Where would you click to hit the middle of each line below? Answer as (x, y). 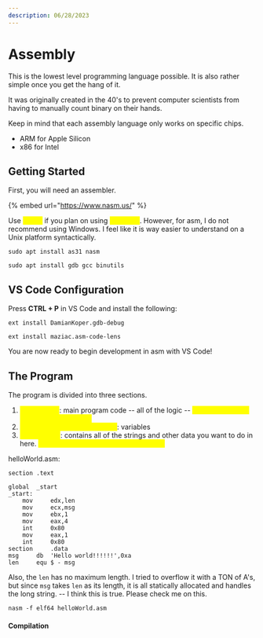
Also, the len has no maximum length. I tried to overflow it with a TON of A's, (132, 577)
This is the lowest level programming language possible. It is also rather (124, 76)
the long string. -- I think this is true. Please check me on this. (108, 594)
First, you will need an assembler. (62, 190)
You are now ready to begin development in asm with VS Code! (110, 351)
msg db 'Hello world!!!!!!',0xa (70, 555)
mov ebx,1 (45, 515)
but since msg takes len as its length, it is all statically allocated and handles (130, 585)
